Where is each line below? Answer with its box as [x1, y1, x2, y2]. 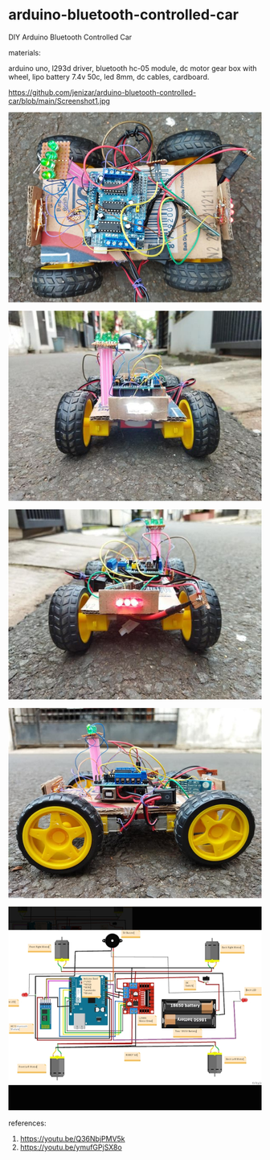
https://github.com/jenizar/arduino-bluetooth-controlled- [8, 87, 197, 97]
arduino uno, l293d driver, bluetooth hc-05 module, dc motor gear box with [8, 63, 257, 73]
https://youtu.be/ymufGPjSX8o [19, 1142, 122, 1152]
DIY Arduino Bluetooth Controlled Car [8, 32, 133, 42]
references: [8, 1118, 47, 1128]
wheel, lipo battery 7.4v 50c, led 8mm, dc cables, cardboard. [8, 72, 210, 81]
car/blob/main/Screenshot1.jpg [8, 96, 111, 105]
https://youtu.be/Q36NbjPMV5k [19, 1133, 126, 1143]
